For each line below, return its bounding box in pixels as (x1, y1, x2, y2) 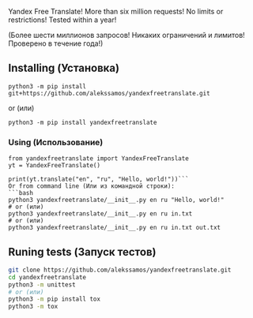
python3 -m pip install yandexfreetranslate (8, 118, 157, 126)
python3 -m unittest (8, 280, 77, 289)
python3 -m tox (8, 303, 59, 311)
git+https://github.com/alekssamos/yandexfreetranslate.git (8, 89, 211, 97)
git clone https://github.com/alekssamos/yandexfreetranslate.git (8, 266, 232, 274)
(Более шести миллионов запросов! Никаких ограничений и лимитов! (8, 31, 245, 39)
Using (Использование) (8, 137, 104, 148)
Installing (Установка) (8, 62, 120, 75)
